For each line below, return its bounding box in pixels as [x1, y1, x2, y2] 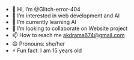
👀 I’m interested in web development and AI [11, 12, 120, 19]
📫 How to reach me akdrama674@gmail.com [11, 32, 125, 38]
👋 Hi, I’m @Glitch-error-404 [11, 6, 81, 13]
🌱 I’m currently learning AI [11, 19, 77, 25]
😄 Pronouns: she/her [11, 40, 65, 47]
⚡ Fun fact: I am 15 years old [11, 47, 82, 54]
